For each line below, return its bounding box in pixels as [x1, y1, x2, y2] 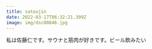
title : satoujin [6, 8, 46, 15]
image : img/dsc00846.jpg [6, 19, 68, 25]
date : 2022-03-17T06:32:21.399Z [6, 14, 86, 20]
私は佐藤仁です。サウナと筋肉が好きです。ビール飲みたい [6, 37, 147, 44]
